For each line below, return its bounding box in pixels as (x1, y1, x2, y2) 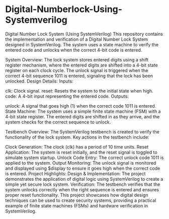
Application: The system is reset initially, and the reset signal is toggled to (5, 149, 157, 155)
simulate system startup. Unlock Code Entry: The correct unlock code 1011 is (5, 155, 164, 161)
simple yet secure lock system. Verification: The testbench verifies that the (5, 181, 160, 187)
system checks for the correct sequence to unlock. (5, 119, 111, 125)
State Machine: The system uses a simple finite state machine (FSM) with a (5, 108, 161, 114)
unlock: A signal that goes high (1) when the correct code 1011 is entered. (5, 103, 156, 109)
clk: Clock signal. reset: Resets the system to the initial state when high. (5, 88, 153, 94)
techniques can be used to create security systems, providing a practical (5, 197, 156, 203)
